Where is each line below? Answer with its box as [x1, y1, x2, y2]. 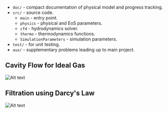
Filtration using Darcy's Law [5, 89, 95, 97]
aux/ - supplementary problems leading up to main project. [12, 47, 135, 52]
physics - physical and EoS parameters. [20, 20, 103, 26]
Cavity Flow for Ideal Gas [5, 61, 86, 69]
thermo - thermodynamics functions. [20, 31, 96, 36]
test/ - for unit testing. [12, 41, 60, 47]
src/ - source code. [12, 9, 54, 15]
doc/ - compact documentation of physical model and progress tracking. [12, 4, 163, 10]
